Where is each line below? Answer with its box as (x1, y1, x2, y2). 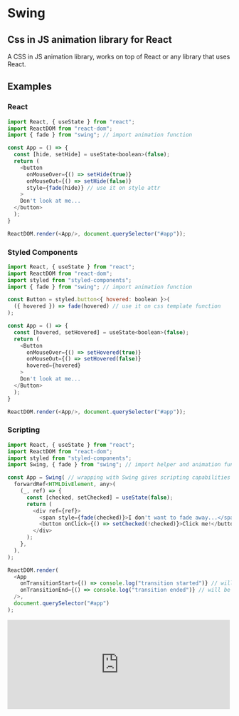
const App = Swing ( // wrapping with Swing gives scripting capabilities (7, 474, 231, 481)
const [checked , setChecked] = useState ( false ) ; (26, 494, 174, 501)
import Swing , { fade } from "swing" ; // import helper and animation (7, 461, 221, 468)
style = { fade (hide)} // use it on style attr (26, 184, 161, 191)
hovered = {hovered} (26, 362, 81, 369)
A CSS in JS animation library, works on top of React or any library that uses (7, 52, 230, 61)
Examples (7, 81, 52, 93)
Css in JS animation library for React (7, 34, 172, 46)
